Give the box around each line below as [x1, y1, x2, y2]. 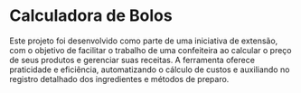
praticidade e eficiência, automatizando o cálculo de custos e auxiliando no [9, 64, 290, 75]
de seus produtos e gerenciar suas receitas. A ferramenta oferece [9, 54, 256, 65]
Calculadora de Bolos [9, 5, 174, 26]
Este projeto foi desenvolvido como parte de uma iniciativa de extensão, [9, 35, 278, 46]
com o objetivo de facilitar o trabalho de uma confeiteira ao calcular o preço [9, 44, 292, 55]
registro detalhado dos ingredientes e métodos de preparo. [9, 73, 230, 84]
